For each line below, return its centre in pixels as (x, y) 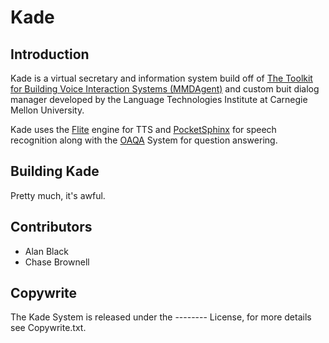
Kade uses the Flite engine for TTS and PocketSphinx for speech (143, 129)
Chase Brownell (57, 262)
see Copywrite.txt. (48, 328)
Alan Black (47, 251)
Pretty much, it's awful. (58, 195)
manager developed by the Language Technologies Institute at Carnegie (159, 99)
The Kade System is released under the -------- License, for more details (161, 317)
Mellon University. (47, 110)
